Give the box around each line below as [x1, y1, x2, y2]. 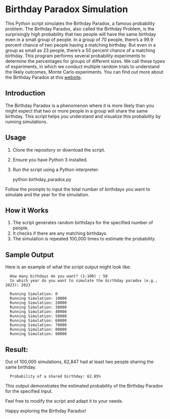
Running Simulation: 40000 [10, 309, 67, 315]
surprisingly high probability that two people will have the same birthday [5, 31, 156, 37]
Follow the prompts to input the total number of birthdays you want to [5, 186, 151, 192]
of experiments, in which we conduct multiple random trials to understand [5, 63, 160, 69]
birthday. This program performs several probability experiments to [5, 52, 146, 59]
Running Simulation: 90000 [10, 331, 67, 337]
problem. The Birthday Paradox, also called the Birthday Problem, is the [5, 25, 155, 31]
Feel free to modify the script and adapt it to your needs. [5, 398, 123, 404]
